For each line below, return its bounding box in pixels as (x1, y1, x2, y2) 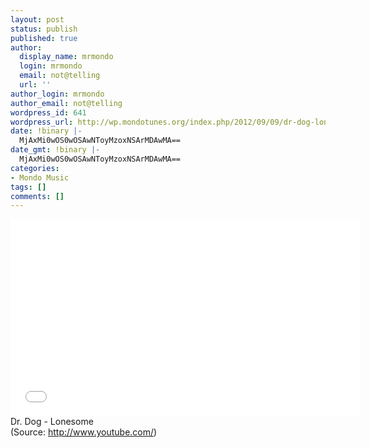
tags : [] (10, 182, 47, 192)
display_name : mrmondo (19, 52, 114, 62)
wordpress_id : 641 (10, 107, 87, 118)
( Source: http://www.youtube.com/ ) (10, 426, 158, 438)
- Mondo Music (10, 172, 70, 183)
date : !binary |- (10, 126, 83, 136)
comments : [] (10, 191, 65, 201)
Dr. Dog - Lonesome (10, 416, 94, 428)
